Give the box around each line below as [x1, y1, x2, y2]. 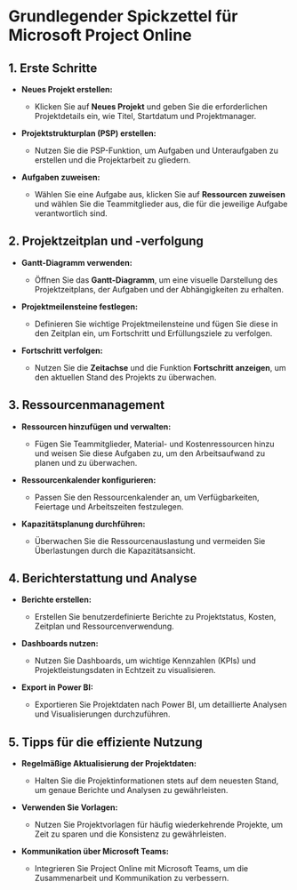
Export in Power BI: [20, 682, 94, 693]
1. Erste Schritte [8, 60, 98, 76]
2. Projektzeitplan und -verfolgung [8, 234, 204, 249]
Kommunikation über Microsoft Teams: [20, 846, 170, 857]
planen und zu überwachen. [34, 457, 138, 468]
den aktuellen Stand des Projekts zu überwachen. [34, 372, 217, 382]
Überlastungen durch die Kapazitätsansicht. [34, 545, 197, 556]
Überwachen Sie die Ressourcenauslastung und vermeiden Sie [34, 535, 266, 546]
